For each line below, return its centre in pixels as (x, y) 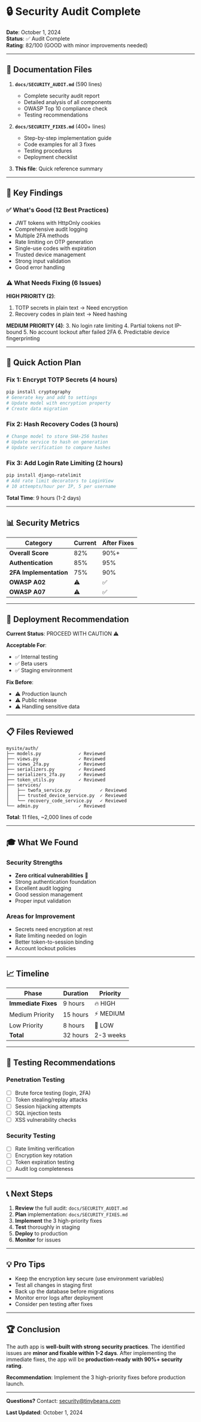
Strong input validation (43, 261)
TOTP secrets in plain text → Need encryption (71, 307)
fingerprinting (23, 338)
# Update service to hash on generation (57, 442)
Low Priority (26, 1025)
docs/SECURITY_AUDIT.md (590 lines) (58, 84)
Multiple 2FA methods (42, 236)
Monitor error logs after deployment (59, 1298)
